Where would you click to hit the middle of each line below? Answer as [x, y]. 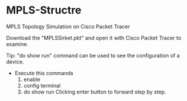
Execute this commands [44, 73]
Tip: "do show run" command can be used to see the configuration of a [93, 55]
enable [32, 79]
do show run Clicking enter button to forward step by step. [95, 92]
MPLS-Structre [44, 10]
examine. [17, 44]
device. [15, 62]
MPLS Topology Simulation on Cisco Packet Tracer [68, 26]
